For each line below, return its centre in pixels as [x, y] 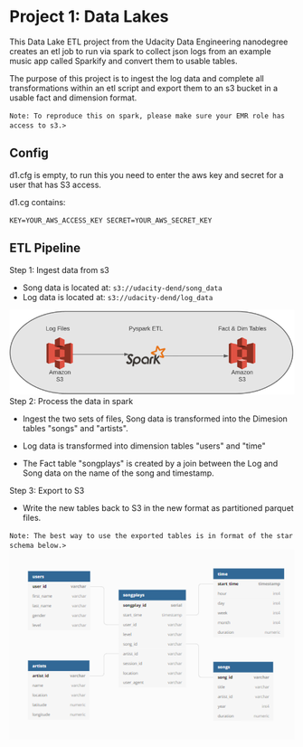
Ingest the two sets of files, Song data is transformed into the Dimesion [155, 419]
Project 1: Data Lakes [89, 17]
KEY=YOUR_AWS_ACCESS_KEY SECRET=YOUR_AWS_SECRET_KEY [111, 220]
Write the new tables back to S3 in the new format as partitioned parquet [158, 508]
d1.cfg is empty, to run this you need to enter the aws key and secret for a [147, 175]
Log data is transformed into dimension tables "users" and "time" [144, 446]
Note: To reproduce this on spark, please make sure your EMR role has [147, 116]
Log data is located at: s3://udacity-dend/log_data [118, 297]
